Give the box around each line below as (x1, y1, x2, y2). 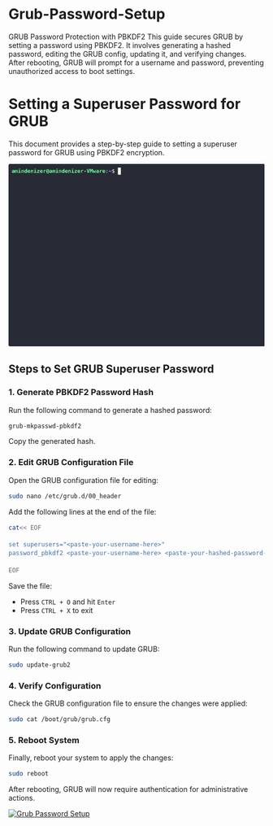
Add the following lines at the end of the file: (8, 506, 157, 516)
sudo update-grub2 (8, 661, 71, 669)
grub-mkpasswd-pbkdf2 (8, 422, 82, 430)
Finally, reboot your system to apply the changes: (8, 753, 174, 763)
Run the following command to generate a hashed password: (8, 405, 213, 415)
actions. (8, 793, 35, 803)
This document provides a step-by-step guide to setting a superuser (8, 139, 238, 149)
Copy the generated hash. (8, 437, 96, 446)
